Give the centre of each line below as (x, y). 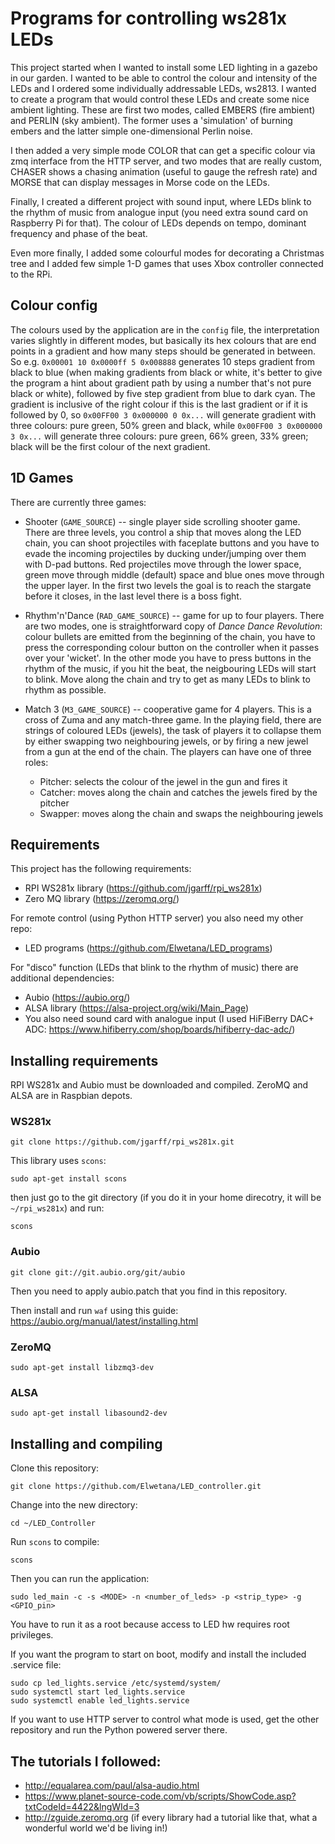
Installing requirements (84, 1060)
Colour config (54, 305)
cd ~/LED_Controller (53, 1523)
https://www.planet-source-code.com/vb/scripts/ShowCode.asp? (160, 1796)
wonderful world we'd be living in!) (96, 1828)
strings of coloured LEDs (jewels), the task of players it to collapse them (173, 730)
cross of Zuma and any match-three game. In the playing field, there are (173, 719)
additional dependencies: (62, 978)
